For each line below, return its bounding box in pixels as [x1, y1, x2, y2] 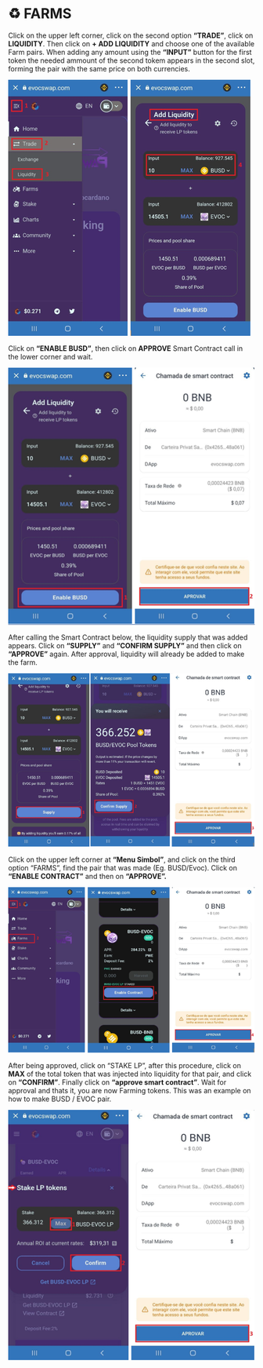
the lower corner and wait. [8, 352, 93, 361]
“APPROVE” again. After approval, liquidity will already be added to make [8, 649, 245, 658]
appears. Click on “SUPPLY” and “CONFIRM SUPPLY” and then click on [8, 640, 243, 650]
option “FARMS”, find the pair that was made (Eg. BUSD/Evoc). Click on [8, 863, 237, 873]
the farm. [8, 657, 38, 667]
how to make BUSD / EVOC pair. [8, 1094, 112, 1104]
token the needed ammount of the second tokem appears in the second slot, [8, 56, 255, 65]
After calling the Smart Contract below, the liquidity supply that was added [8, 633, 248, 642]
